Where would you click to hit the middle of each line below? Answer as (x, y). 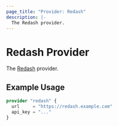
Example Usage (36, 87)
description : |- (26, 17)
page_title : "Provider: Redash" (46, 12)
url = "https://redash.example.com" (62, 106)
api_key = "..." (31, 112)
